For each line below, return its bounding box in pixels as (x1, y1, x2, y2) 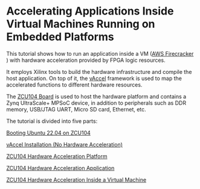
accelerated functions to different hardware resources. (6, 81, 143, 88)
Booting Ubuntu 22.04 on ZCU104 (6, 129, 91, 136)
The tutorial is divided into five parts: (6, 117, 98, 125)
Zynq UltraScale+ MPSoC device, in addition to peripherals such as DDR (6, 99, 186, 107)
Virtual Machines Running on (6, 17, 155, 31)
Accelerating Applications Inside (6, 4, 174, 18)
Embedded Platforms (6, 30, 115, 44)
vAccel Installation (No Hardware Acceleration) (6, 141, 123, 148)
